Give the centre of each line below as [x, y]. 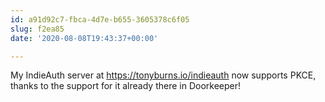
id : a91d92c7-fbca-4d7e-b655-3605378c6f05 [100, 19]
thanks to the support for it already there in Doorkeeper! [125, 86]
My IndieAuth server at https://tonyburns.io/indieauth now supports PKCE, [163, 75]
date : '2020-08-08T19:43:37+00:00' [84, 38]
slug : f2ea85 [37, 29]
